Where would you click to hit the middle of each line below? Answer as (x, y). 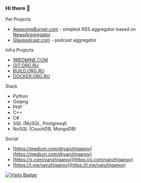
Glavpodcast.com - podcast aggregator (54, 40)
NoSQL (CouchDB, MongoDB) (44, 129)
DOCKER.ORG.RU (31, 76)
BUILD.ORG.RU (28, 71)
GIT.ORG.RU (26, 66)
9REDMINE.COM (30, 60)
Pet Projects (18, 19)
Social (12, 139)
